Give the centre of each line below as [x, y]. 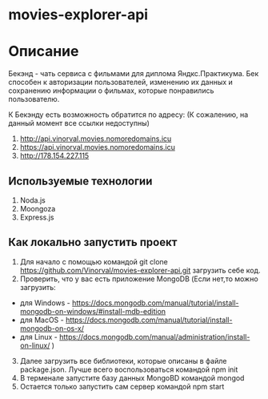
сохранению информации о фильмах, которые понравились [111, 91]
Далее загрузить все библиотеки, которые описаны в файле [123, 361]
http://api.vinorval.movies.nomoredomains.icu [96, 139]
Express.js [37, 217]
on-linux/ [35, 345]
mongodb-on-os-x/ [52, 328]
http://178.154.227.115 [54, 156]
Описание [44, 52]
